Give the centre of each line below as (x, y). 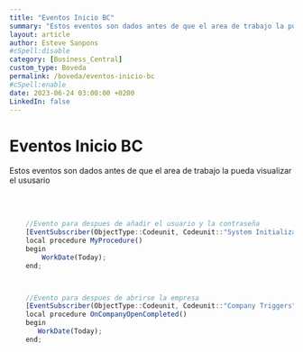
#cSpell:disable (40, 51)
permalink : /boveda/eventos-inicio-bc (82, 77)
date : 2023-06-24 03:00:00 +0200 (72, 93)
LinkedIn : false (40, 101)
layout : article (40, 34)
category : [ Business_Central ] (66, 59)
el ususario (30, 180)
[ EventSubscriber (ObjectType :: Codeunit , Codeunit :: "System (139, 232)
